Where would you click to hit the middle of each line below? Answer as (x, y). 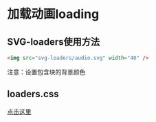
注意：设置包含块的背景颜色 (46, 72)
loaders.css (33, 94)
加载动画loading (53, 14)
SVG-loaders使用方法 (54, 42)
